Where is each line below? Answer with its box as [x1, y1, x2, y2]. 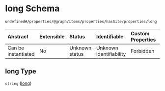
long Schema [5, 3, 60, 14]
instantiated [7, 50, 35, 57]
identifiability [96, 50, 126, 57]
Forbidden [131, 47, 155, 54]
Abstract [7, 33, 28, 40]
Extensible [39, 33, 65, 40]
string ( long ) [5, 80, 32, 86]
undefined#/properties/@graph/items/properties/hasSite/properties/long [5, 19, 157, 24]
